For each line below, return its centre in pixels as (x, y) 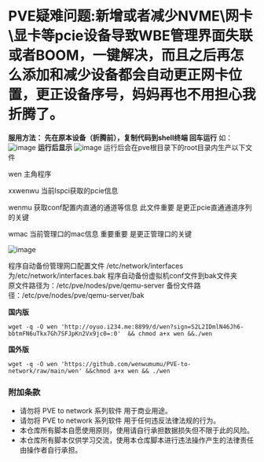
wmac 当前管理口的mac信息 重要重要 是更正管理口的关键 (100, 233)
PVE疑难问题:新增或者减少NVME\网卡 (130, 16)
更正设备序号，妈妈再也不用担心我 (146, 95)
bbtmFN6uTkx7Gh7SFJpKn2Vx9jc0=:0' (65, 334)
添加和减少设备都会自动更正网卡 (126, 75)
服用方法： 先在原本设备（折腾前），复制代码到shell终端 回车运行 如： (121, 137)
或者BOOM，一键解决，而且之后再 (119, 55)
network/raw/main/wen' (45, 371)
